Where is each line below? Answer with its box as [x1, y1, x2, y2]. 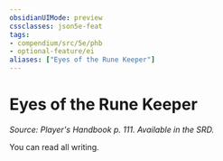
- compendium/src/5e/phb [9, 38, 103, 48]
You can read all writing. [9, 141, 99, 152]
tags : [9, 30, 30, 39]
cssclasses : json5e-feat [9, 22, 103, 31]
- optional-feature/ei [9, 47, 95, 56]
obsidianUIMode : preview [9, 13, 103, 23]
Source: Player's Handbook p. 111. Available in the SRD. [9, 124, 215, 135]
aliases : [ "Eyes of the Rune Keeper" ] [9, 55, 155, 64]
